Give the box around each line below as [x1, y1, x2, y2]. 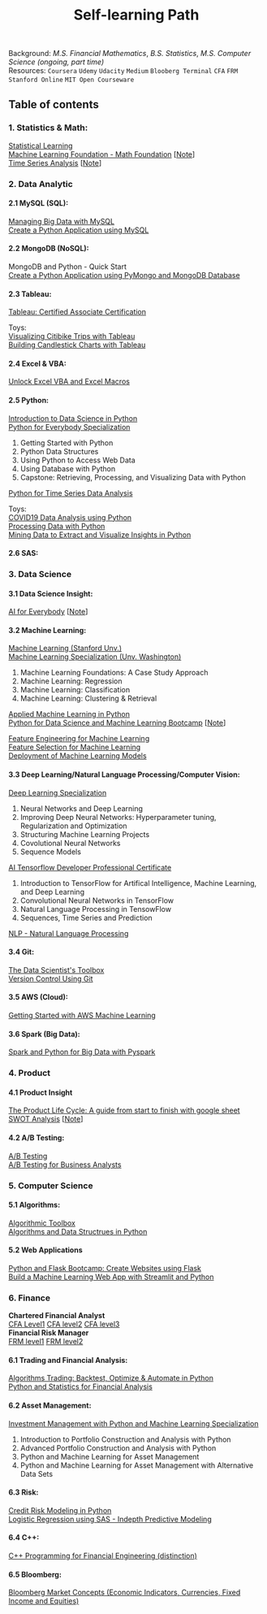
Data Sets [19, 1469, 54, 1478]
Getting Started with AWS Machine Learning [8, 1010, 156, 1021]
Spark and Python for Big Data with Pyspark [8, 1047, 156, 1057]
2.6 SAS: [8, 549, 39, 558]
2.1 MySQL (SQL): [8, 198, 69, 208]
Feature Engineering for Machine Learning [8, 734, 150, 744]
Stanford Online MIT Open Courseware [8, 76, 135, 84]
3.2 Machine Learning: [8, 625, 87, 635]
